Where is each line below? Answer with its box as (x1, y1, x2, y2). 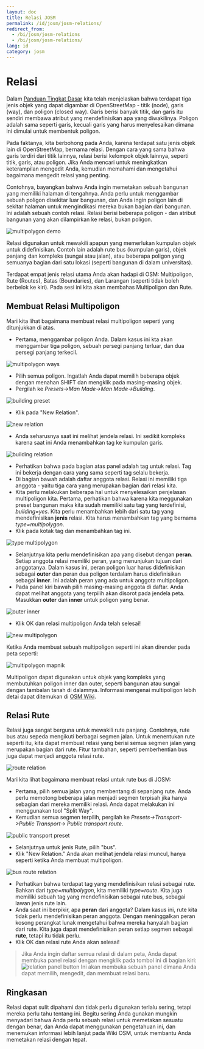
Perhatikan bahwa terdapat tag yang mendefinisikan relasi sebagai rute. (15, 880, 196, 888)
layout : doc (6, 9, 37, 15)
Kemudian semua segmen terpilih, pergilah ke (15, 814, 130, 821)
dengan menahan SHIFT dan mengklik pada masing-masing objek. (15, 378, 183, 386)
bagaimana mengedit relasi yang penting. (6, 171, 111, 178)
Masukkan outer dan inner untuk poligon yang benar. (15, 596, 150, 603)
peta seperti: (6, 649, 38, 657)
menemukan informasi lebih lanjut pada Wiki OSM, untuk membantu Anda (6, 1030, 191, 1037)
